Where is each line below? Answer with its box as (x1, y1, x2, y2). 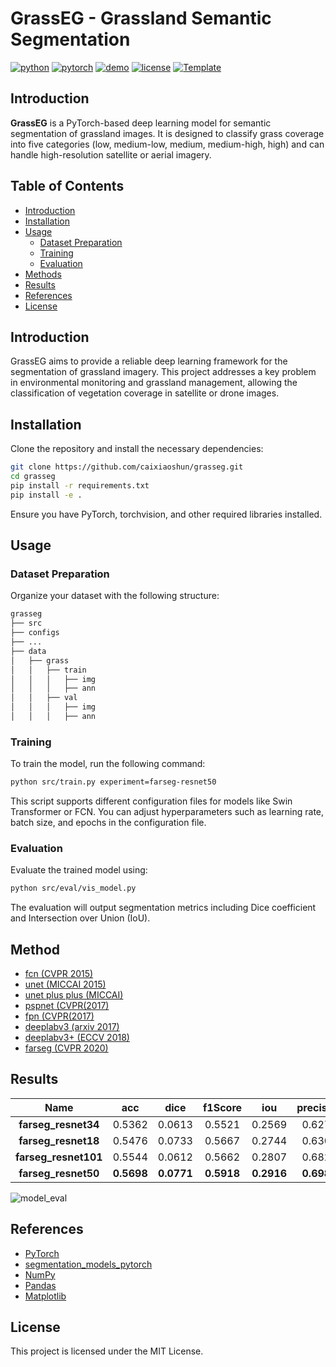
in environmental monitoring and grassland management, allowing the (10, 377, 298, 389)
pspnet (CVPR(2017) (24, 1000, 110, 1012)
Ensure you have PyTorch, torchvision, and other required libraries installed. (10, 508, 323, 520)
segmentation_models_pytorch (24, 1258, 153, 1270)
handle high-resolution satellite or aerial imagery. (10, 148, 212, 161)
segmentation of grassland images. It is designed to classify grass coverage (10, 127, 325, 139)
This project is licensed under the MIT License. (10, 1345, 204, 1357)
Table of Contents (10, 178, 125, 195)
